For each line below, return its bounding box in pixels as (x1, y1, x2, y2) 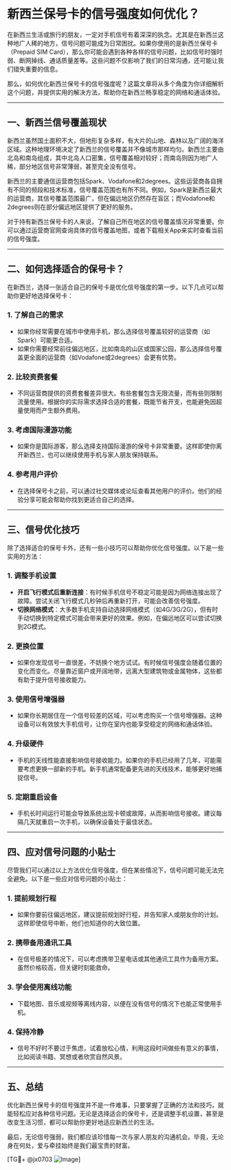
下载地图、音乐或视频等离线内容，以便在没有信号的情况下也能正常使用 (16, 999, 217, 1007)
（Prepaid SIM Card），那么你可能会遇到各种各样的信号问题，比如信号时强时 (7, 48, 223, 56)
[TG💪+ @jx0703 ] (7, 1155, 81, 1163)
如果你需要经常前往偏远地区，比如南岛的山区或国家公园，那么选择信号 (16, 344, 217, 352)
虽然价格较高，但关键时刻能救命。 (16, 963, 114, 972)
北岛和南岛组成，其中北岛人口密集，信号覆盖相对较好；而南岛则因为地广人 (7, 153, 218, 162)
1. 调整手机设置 (7, 571, 57, 581)
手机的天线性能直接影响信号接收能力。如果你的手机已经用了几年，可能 (16, 756, 217, 764)
